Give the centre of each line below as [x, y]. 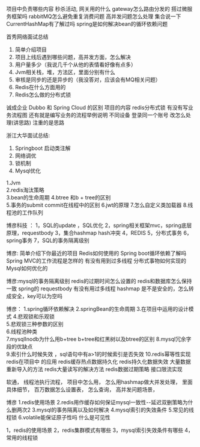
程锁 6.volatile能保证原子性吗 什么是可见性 [58, 417]
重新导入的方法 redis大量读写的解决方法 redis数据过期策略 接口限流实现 [94, 369]
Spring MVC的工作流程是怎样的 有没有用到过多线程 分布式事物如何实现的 [96, 261]
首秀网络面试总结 [27, 37]
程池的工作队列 [25, 212]
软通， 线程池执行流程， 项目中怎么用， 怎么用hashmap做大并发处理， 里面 [100, 382]
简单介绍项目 [31, 49]
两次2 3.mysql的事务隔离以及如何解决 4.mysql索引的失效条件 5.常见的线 [105, 410]
